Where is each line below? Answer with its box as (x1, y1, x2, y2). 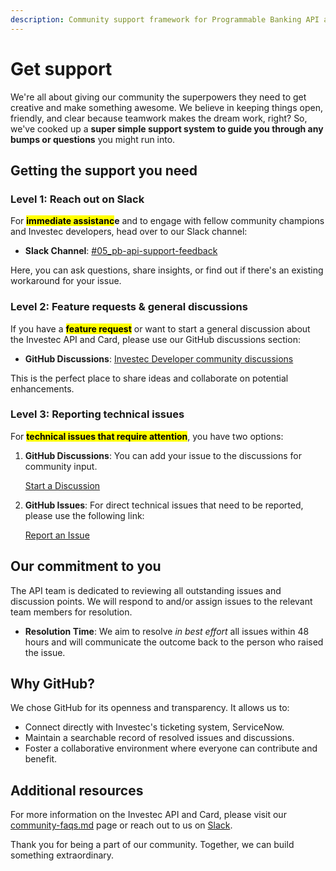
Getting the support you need (10, 162, 198, 179)
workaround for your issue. (10, 275, 122, 287)
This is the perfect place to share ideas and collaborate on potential (10, 372, 289, 384)
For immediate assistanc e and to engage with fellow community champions (10, 215, 325, 227)
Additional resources (10, 782, 144, 799)
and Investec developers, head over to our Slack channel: (10, 226, 248, 238)
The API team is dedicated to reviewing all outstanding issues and (10, 584, 282, 596)
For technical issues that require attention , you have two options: (10, 430, 284, 442)
